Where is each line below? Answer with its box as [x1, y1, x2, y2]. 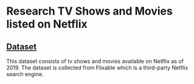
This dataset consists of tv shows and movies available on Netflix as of [6, 58, 184, 65]
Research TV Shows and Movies [6, 4, 173, 18]
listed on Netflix [6, 17, 88, 31]
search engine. [6, 71, 44, 77]
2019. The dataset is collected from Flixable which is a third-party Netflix [6, 64, 189, 71]
